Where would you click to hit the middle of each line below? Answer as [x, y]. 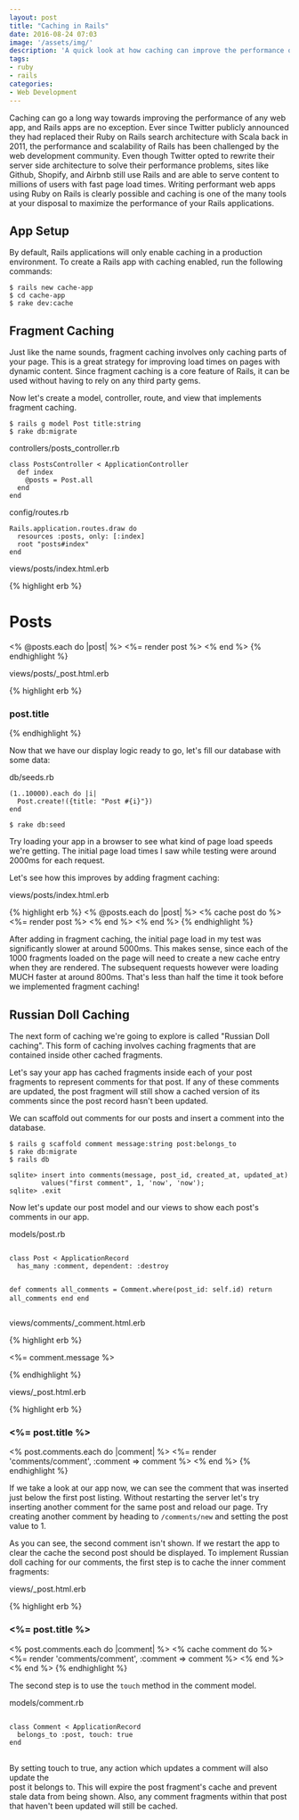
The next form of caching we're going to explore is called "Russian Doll [139, 1036]
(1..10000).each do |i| [53, 794]
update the [29, 1777]
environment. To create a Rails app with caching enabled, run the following [146, 262]
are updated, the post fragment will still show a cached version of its [135, 1092]
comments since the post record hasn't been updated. [109, 1101]
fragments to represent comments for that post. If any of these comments [144, 1082]
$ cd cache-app [37, 295]
